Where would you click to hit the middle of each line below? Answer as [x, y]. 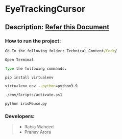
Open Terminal [20, 60]
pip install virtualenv [29, 77]
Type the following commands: [36, 69]
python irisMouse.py [26, 104]
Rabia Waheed [39, 127]
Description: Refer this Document [57, 27]
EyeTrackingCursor [45, 9]
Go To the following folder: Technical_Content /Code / [61, 51]
